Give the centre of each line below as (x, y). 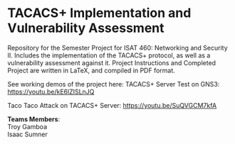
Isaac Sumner (28, 134)
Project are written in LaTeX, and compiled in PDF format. (92, 70)
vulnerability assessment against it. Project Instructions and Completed (111, 62)
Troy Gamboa (27, 126)
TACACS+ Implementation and (99, 13)
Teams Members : (34, 119)
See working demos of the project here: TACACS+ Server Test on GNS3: (114, 84)
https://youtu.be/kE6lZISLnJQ (51, 92)
